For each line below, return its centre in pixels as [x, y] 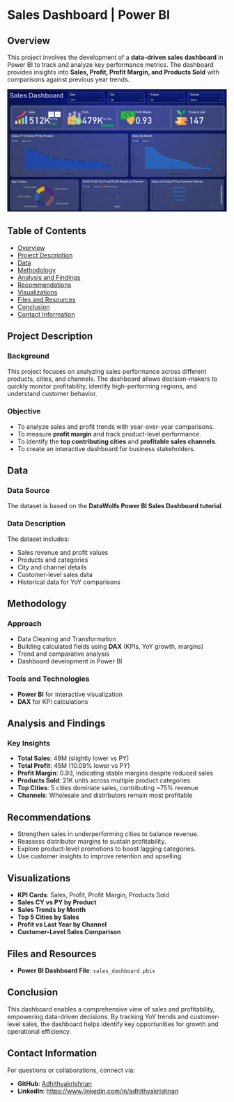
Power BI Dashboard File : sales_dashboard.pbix [86, 970]
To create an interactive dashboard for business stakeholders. [106, 448]
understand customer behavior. [52, 393]
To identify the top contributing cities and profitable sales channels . [117, 441]
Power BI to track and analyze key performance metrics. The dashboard [110, 65]
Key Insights [29, 743]
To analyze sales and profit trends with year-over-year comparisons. [116, 426]
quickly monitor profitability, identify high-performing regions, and [102, 386]
